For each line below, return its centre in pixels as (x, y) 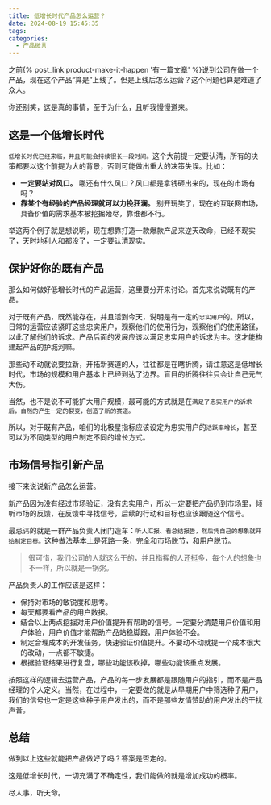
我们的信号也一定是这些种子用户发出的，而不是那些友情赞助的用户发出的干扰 (135, 699)
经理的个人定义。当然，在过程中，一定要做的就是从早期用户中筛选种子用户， (135, 690)
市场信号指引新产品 (56, 465)
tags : (17, 31)
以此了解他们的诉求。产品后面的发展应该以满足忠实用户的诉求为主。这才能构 (135, 336)
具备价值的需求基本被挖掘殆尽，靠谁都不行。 (94, 213)
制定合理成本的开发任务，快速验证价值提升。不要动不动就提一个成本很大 (140, 642)
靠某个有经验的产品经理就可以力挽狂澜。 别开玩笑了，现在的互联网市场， (141, 203)
